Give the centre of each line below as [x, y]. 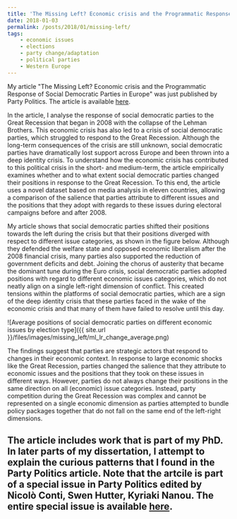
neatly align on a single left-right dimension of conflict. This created [106, 286]
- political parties [50, 60]
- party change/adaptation [60, 54]
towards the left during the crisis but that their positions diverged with [109, 233]
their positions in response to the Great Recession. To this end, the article [114, 182]
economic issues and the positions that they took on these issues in [106, 373]
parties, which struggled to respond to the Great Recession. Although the [114, 138]
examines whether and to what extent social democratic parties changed [113, 175]
